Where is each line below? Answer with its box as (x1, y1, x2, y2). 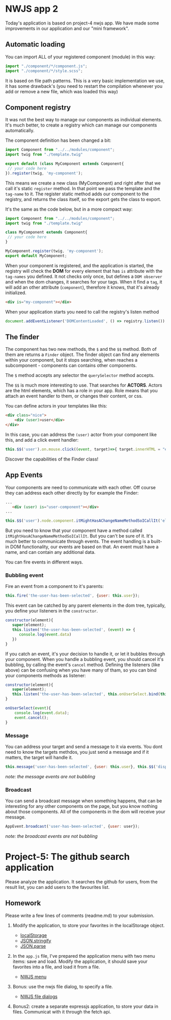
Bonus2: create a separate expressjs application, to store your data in (12, 1003, 159, 1009)
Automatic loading (5, 40, 65, 49)
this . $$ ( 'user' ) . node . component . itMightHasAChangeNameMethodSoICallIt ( (5, 518, 160, 523)
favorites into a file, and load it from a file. (12, 963, 100, 970)
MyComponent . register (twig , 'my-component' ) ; (5, 248, 103, 254)
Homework (5, 899, 41, 908)
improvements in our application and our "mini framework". (5, 25, 129, 31)
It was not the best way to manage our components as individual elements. (5, 117, 162, 123)
